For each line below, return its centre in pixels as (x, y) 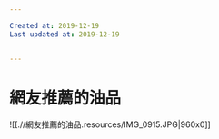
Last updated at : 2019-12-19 (65, 34)
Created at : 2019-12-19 (55, 25)
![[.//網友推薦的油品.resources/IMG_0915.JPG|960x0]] (110, 124)
